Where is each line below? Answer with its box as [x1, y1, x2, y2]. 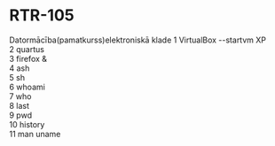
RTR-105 [9, 5, 75, 26]
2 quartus [9, 43, 44, 54]
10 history [9, 119, 45, 129]
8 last [9, 100, 29, 111]
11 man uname [9, 128, 61, 139]
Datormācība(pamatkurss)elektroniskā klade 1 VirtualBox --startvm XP [9, 35, 267, 45]
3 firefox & [9, 53, 47, 64]
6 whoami [9, 81, 46, 92]
